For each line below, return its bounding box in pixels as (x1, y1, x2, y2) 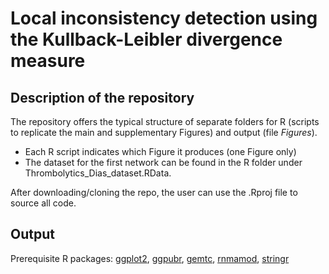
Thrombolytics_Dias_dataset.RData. (24, 167, 172, 179)
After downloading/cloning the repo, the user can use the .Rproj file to (10, 187, 298, 198)
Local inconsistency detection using (10, 7, 318, 30)
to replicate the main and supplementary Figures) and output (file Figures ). (10, 127, 318, 138)
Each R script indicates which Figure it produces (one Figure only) (24, 146, 297, 157)
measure (10, 50, 86, 72)
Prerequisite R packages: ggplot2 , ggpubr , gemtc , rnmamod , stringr (10, 252, 290, 264)
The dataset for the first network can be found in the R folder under (24, 157, 303, 168)
